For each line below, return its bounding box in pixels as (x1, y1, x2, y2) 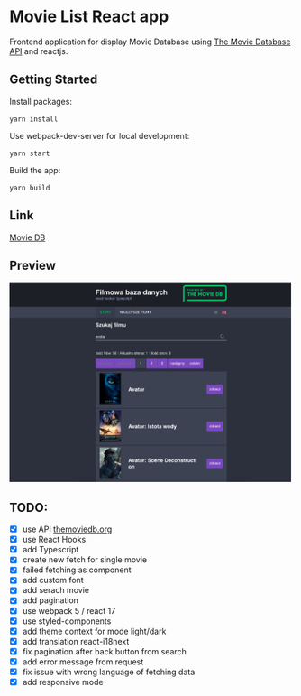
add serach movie (22, 585, 90, 596)
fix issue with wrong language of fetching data (22, 666, 196, 677)
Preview (9, 257, 57, 273)
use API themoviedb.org (22, 524, 113, 534)
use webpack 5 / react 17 (22, 605, 116, 616)
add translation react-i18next (22, 636, 130, 646)
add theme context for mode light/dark (22, 626, 167, 636)
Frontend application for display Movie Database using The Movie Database (9, 36, 291, 47)
